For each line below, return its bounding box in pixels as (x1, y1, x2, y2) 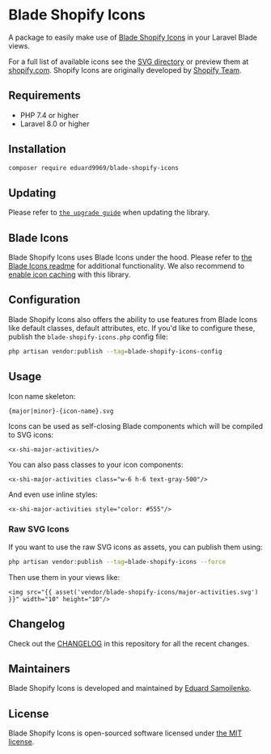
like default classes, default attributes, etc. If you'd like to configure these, (8, 323, 256, 333)
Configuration (8, 293, 81, 307)
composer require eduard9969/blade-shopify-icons (8, 163, 180, 172)
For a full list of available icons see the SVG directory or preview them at (8, 57, 249, 66)
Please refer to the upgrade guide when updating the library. (8, 208, 210, 218)
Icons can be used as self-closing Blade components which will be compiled (8, 421, 264, 430)
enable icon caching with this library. (8, 269, 131, 280)
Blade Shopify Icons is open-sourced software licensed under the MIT (8, 728, 243, 738)
